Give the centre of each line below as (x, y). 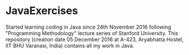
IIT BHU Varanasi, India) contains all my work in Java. (70, 46)
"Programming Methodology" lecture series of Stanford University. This (92, 33)
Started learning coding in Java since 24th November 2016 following (88, 27)
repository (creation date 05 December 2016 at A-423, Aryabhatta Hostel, (95, 39)
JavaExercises (42, 11)
